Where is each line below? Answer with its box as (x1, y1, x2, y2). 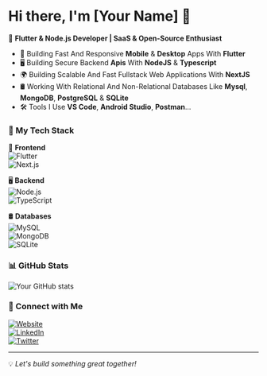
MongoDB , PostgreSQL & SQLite (19, 93, 129, 103)
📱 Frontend (8, 143, 46, 153)
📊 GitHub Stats (8, 260, 69, 271)
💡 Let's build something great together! (8, 359, 137, 368)
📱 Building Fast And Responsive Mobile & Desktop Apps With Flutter (19, 48, 246, 58)
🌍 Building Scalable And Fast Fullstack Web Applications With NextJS (19, 69, 250, 79)
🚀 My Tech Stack (8, 125, 75, 136)
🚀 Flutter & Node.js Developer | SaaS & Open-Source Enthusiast (8, 33, 222, 43)
